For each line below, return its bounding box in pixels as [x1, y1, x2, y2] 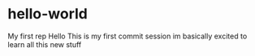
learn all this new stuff [7, 39, 82, 49]
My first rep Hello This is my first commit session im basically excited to [7, 31, 248, 41]
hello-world [7, 5, 89, 23]
